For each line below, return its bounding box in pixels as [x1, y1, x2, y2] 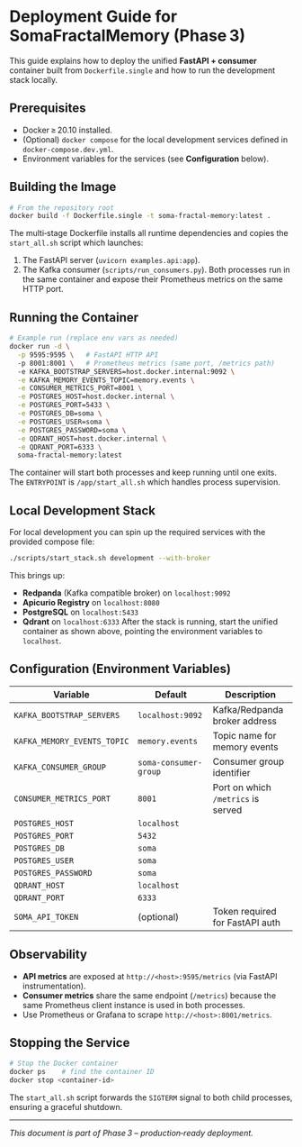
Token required [212, 905, 277, 917]
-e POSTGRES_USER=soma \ [17, 417, 111, 426]
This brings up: [9, 569, 66, 580]
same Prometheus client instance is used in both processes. [22, 999, 245, 1010]
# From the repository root [9, 203, 115, 213]
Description [224, 687, 277, 700]
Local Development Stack [9, 503, 155, 518]
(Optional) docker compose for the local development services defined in [22, 133, 289, 145]
